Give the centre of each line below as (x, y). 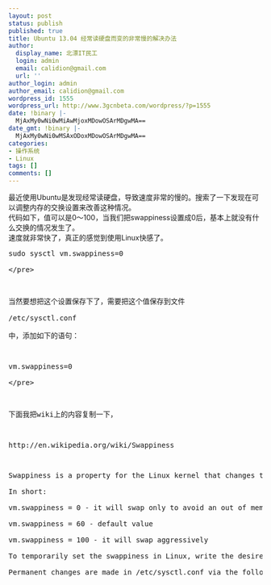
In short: (27, 492)
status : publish (35, 23)
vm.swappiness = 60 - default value (81, 524)
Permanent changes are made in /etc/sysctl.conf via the (123, 572)
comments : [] (30, 173)
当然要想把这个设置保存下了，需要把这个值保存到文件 (97, 301)
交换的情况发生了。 (47, 228)
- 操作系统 (24, 151)
